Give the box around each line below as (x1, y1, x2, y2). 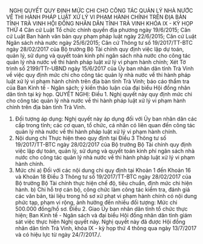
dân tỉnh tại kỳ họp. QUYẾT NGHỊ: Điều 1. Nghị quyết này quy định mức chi (6, 91, 193, 97)
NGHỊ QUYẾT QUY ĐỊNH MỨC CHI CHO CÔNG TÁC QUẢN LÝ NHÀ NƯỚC (8, 7, 193, 14)
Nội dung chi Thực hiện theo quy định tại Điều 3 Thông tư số (15, 134, 167, 142)
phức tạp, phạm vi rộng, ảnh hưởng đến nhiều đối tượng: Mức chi (15, 199, 178, 206)
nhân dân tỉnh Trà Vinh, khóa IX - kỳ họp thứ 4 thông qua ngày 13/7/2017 (15, 225, 197, 231)
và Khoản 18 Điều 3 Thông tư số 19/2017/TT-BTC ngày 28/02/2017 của (15, 173, 192, 180)
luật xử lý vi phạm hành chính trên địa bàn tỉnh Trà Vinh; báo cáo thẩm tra (6, 77, 190, 85)
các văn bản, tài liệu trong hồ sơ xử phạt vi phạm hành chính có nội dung (15, 193, 197, 199)
